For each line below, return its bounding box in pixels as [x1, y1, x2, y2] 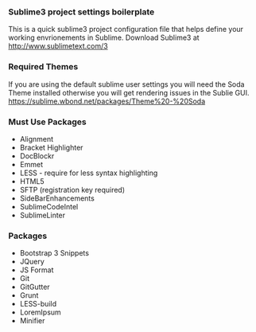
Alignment [19, 134, 54, 143]
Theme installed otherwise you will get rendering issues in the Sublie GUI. [8, 88, 250, 97]
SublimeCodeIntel [19, 201, 79, 211]
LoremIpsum [19, 307, 61, 317]
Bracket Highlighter [19, 143, 83, 152]
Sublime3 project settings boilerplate [8, 6, 155, 18]
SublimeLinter [19, 210, 66, 220]
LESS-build [19, 299, 57, 309]
